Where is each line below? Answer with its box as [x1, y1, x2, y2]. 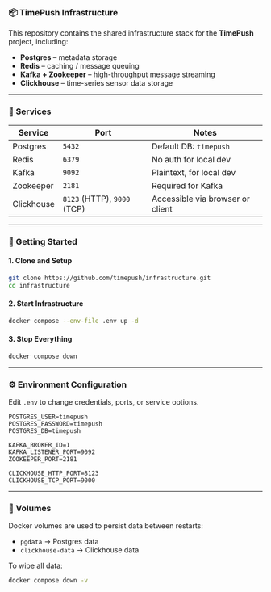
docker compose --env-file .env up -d [8, 317, 139, 325]
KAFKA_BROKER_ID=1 [8, 441, 70, 449]
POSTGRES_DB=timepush [8, 426, 81, 435]
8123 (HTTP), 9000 [62, 193, 131, 204]
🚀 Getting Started [8, 236, 78, 247]
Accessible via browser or [152, 193, 250, 204]
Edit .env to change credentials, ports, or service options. [8, 397, 199, 406]
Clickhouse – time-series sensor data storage [19, 78, 173, 88]
